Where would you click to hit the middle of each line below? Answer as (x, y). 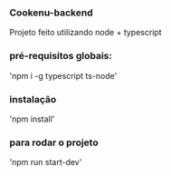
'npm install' (32, 119)
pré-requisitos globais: (61, 56)
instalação (33, 99)
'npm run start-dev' (46, 162)
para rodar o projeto (54, 142)
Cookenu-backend (51, 13)
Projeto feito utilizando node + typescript (85, 33)
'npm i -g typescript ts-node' (63, 75)
